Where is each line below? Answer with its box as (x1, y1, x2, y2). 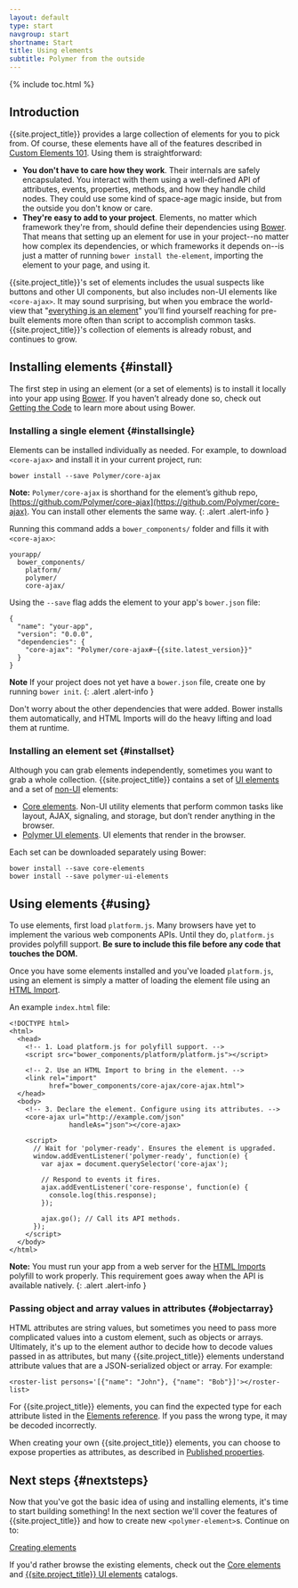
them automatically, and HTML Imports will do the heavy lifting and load (9, 713, 272, 724)
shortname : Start (9, 37, 74, 47)
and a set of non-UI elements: (9, 784, 118, 795)
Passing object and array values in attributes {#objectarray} (9, 1302, 274, 1314)
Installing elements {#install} (9, 360, 173, 375)
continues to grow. (9, 334, 77, 344)
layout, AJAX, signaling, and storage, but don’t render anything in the (21, 811, 276, 822)
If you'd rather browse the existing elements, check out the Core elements (9, 1559, 282, 1570)
